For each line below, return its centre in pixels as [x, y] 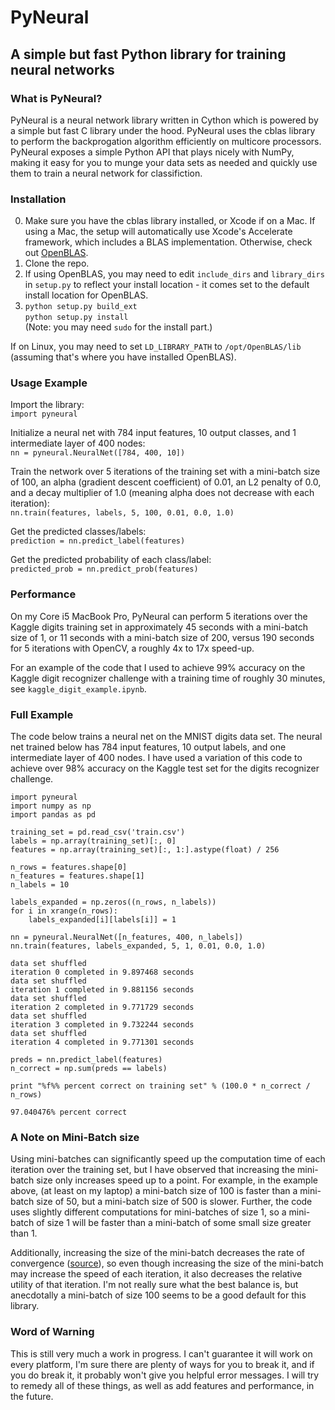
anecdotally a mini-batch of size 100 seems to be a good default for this [158, 1295]
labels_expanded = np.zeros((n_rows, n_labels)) [113, 902]
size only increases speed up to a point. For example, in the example [177, 1180]
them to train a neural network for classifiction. [106, 173]
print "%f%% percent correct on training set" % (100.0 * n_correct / [160, 1086]
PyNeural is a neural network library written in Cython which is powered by [164, 120]
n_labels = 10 [40, 885]
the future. [32, 1396]
